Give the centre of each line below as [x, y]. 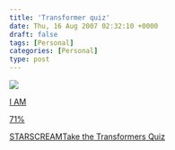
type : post [30, 59]
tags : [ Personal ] [42, 43]
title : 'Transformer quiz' [60, 18]
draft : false [34, 34]
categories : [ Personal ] [54, 51]
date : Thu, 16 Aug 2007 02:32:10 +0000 [84, 26]
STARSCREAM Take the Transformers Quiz [87, 137]
